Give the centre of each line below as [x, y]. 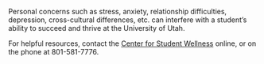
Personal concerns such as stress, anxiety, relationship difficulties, [118, 11]
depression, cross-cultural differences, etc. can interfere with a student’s [128, 20]
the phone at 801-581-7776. [54, 52]
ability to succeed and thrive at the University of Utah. [97, 28]
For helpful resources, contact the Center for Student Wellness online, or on [132, 43]
